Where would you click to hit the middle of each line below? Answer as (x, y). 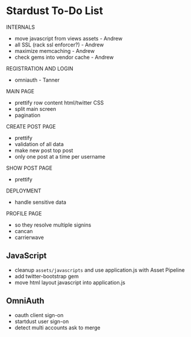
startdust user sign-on (42, 321)
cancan (24, 231)
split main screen (35, 109)
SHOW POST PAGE (29, 168)
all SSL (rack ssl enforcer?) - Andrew (59, 45)
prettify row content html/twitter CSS (59, 102)
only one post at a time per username (60, 156)
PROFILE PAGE (24, 213)
